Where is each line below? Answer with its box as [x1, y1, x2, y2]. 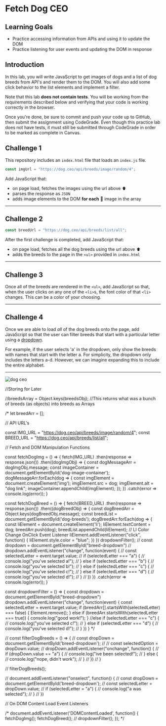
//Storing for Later [5, 386, 42, 392]
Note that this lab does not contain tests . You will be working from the [5, 93, 149, 99]
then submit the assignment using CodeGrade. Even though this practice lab [5, 119, 161, 125]
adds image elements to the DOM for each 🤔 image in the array [12, 196, 142, 202]
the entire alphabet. [5, 362, 45, 368]
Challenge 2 [5, 215, 43, 223]
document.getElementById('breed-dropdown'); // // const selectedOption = [5, 640, 159, 646]
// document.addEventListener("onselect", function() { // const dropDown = [5, 675, 159, 681]
